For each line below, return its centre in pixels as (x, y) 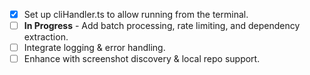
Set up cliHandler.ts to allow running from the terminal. (136, 14)
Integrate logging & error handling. (94, 48)
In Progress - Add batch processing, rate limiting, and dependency (162, 26)
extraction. (46, 37)
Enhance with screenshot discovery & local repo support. (142, 59)
